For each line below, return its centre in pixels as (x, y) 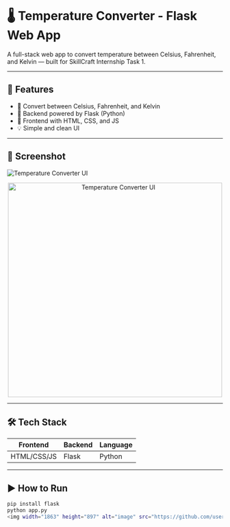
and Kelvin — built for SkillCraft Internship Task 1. (76, 61)
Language (116, 445)
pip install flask (33, 504)
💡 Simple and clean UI (48, 128)
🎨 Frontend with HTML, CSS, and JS (68, 121)
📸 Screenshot (37, 157)
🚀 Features (30, 90)
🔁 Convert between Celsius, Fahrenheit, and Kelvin (89, 106)
